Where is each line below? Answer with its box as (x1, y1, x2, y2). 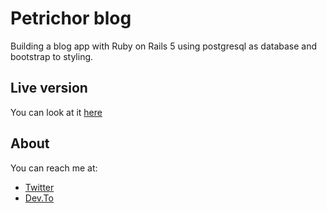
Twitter (24, 181, 55, 193)
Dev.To (24, 192, 54, 204)
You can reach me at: (10, 162, 98, 174)
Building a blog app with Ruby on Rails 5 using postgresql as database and (10, 40, 318, 52)
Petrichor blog (10, 7, 132, 30)
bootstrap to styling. (10, 50, 94, 62)
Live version (10, 80, 88, 97)
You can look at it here (10, 106, 103, 118)
